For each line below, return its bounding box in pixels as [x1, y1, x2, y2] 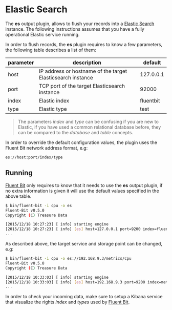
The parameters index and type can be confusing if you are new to [17, 118, 159, 125]
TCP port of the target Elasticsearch [39, 82, 125, 89]
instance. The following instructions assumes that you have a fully [5, 26, 144, 32]
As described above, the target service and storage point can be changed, [5, 241, 163, 246]
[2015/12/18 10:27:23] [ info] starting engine [5, 222, 109, 227]
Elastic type [39, 105, 68, 112]
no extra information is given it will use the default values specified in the [5, 188, 160, 194]
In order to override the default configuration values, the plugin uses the [5, 139, 158, 146]
